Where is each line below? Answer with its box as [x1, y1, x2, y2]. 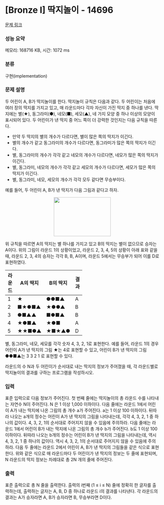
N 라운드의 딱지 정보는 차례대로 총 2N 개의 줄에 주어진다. [5, 457, 114, 463]
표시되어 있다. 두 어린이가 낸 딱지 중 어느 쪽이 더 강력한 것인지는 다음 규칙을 [5, 117, 148, 123]
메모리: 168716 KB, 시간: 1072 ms [5, 47, 70, 53]
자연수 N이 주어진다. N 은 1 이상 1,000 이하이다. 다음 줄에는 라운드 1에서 [10, 401, 147, 407]
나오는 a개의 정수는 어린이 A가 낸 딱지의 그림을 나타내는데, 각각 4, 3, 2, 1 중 [10, 414, 154, 419]
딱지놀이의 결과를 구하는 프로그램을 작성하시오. [5, 369, 94, 375]
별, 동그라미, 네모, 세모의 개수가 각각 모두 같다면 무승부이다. [12, 177, 126, 182]
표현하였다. [5, 259, 26, 265]
